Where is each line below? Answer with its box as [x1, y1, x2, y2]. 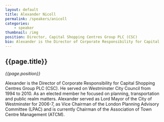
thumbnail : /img [5, 30, 38, 35]
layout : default [5, 7, 38, 12]
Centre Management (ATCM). [5, 111, 65, 117]
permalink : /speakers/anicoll [5, 16, 67, 21]
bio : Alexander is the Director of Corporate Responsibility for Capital [5, 39, 160, 44]
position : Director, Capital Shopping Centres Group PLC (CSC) [5, 35, 138, 40]
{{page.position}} [5, 70, 41, 76]
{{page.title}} [5, 58, 48, 66]
